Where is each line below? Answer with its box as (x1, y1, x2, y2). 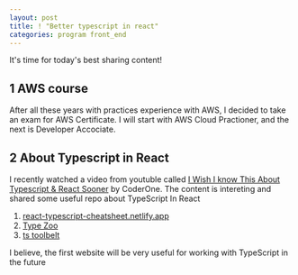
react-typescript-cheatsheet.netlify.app (22, 211, 169, 221)
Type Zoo (22, 220, 59, 231)
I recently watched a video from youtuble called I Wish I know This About (9, 174, 281, 185)
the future (9, 257, 47, 267)
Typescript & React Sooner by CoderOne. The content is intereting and (9, 184, 272, 194)
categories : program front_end (9, 30, 127, 39)
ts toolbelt (22, 230, 60, 240)
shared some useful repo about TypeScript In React (9, 193, 201, 204)
